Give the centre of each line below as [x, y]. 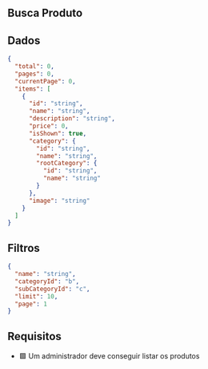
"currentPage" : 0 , [46, 81]
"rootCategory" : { [67, 164]
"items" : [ [33, 89]
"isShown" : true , [58, 133]
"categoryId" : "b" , [47, 281]
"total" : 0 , [35, 67]
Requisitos [34, 336]
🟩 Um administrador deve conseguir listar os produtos [109, 356]
